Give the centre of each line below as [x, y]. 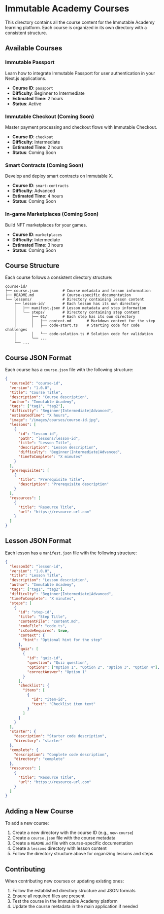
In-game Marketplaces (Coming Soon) [52, 214]
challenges [16, 330]
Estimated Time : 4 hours [38, 196]
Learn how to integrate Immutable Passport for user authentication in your [80, 73]
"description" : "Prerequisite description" [64, 484]
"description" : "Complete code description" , [62, 755]
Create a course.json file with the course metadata [64, 838]
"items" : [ [34, 690]
